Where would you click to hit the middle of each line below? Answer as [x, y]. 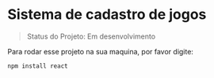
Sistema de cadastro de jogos [107, 15]
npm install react [38, 66]
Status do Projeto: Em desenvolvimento [91, 36]
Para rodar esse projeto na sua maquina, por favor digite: [100, 51]
